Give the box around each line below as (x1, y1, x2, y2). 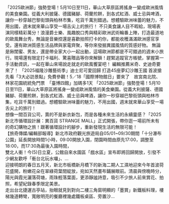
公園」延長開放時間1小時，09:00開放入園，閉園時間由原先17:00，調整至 (5, 137, 154, 143)
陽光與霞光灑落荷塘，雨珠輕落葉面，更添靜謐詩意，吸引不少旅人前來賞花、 (5, 174, 159, 180)
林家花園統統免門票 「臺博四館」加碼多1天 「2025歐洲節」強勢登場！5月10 (5, 80, 161, 86)
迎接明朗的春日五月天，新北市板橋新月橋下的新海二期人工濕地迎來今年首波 (5, 162, 159, 168)
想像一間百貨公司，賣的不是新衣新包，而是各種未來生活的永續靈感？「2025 (5, 111, 162, 117)
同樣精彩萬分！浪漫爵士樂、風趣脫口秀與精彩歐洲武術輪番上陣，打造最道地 (9, 30, 164, 35)
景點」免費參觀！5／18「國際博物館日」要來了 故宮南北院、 (34, 74, 161, 80)
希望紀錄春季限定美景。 (14, 181, 63, 186)
